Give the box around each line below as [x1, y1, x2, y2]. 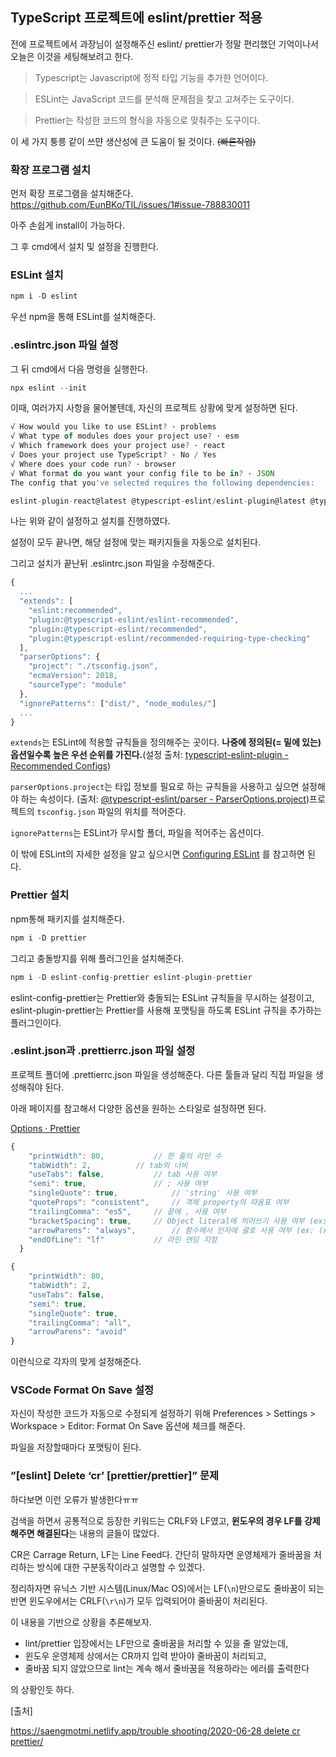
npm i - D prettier [10, 933, 87, 943]
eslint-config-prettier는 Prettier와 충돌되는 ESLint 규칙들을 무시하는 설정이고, [10, 991, 315, 1003]
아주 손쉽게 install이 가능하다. [10, 219, 125, 232]
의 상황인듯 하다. [10, 1683, 75, 1695]
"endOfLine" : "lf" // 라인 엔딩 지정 [28, 1234, 218, 1245]
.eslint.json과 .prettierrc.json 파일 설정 [10, 1044, 196, 1058]
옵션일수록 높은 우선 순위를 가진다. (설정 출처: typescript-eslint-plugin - [10, 749, 289, 761]
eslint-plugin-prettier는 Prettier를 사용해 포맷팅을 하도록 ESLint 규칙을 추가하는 [10, 1004, 322, 1016]
